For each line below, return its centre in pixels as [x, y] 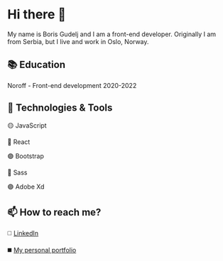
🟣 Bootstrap [26, 156]
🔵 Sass [17, 172]
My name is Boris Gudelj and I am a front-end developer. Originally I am [112, 34]
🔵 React [19, 142]
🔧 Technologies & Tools [60, 108]
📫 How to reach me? [54, 212]
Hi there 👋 [37, 15]
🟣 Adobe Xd [26, 187]
